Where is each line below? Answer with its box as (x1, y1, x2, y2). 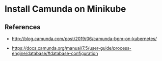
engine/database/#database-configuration (11, 50, 99, 56)
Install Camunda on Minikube (4, 3, 126, 15)
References (4, 23, 41, 31)
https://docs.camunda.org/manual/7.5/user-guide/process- (11, 45, 132, 51)
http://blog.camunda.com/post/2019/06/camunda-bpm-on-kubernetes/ (11, 36, 157, 41)
